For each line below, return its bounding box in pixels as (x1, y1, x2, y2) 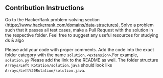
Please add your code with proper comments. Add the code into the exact (5, 47, 154, 52)
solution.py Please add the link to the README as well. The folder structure (5, 57, 158, 62)
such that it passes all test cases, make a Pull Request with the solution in (5, 27, 153, 33)
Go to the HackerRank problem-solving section (5, 16, 100, 22)
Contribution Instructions (5, 4, 84, 12)
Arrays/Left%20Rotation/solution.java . (5, 67, 86, 73)
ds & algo (5, 37, 24, 43)
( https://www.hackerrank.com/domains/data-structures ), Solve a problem (5, 22, 154, 28)
